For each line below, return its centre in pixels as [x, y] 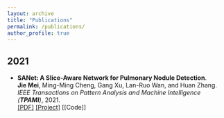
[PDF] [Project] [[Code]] [52, 108]
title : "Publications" [40, 20]
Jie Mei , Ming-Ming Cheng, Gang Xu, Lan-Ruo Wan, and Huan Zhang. [117, 85]
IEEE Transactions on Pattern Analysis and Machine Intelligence [109, 93]
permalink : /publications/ [46, 26]
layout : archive [31, 14]
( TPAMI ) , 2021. [39, 100]
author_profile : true [38, 33]
